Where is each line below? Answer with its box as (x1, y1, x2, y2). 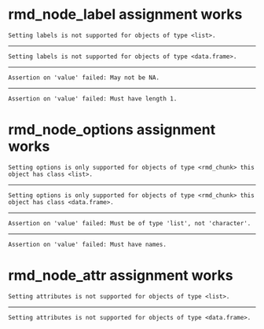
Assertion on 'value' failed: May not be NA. (8, 73, 159, 82)
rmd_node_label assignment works (8, 5, 243, 24)
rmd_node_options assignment (8, 121, 216, 139)
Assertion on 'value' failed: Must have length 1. (8, 94, 178, 103)
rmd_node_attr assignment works (8, 267, 233, 284)
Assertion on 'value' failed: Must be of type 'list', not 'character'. (8, 219, 251, 227)
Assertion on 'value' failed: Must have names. (8, 240, 167, 248)
